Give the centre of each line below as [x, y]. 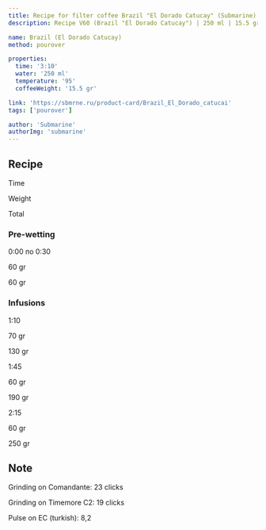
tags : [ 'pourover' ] [40, 110]
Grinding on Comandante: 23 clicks [66, 487]
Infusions [27, 303]
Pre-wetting [32, 234]
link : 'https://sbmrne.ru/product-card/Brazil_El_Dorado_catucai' [120, 103]
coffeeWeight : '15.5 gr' [56, 88]
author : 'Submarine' [42, 125]
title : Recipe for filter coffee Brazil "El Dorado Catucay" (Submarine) [133, 15]
